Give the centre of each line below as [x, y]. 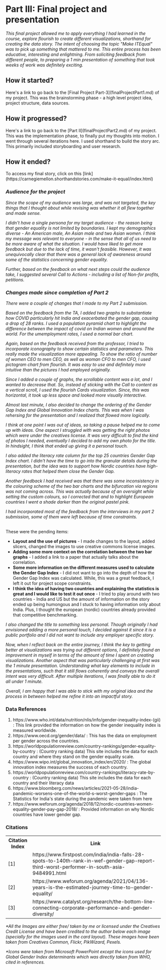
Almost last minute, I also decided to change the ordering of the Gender [79, 405]
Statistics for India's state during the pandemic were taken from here [82, 799]
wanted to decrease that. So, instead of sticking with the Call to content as [82, 384]
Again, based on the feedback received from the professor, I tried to [75, 343]
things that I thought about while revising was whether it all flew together [80, 208]
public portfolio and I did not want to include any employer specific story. [80, 635]
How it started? [30, 80]
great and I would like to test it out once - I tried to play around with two [86, 594]
